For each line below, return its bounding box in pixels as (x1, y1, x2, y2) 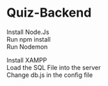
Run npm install (6, 35, 51, 43)
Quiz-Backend (6, 5, 92, 21)
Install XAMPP (6, 55, 47, 64)
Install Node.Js (6, 28, 49, 36)
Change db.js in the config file (6, 71, 93, 79)
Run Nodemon (6, 42, 48, 51)
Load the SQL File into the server (6, 63, 101, 71)
